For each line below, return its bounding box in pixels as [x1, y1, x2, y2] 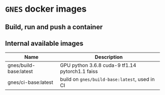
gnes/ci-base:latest [7, 79, 54, 86]
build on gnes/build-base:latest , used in [60, 76, 155, 83]
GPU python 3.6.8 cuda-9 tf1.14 [60, 62, 137, 69]
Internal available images [5, 39, 83, 47]
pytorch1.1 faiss [60, 68, 98, 75]
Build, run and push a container [5, 23, 103, 31]
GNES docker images [5, 3, 87, 15]
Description [95, 54, 123, 60]
